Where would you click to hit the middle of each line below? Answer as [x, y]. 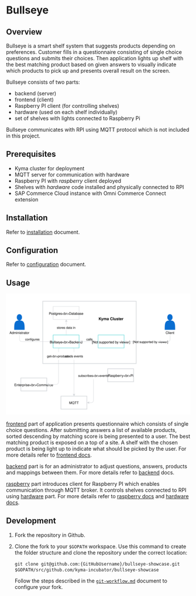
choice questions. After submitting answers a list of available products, [92, 430]
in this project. [23, 136]
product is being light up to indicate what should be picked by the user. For [96, 449]
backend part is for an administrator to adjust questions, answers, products [97, 467]
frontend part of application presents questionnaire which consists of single [97, 424]
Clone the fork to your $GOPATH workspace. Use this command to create [100, 546]
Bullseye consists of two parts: [43, 82]
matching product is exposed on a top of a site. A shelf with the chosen [92, 443]
